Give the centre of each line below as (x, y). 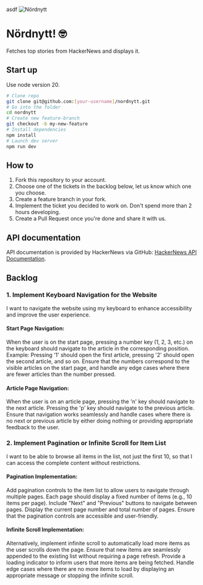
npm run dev (21, 146)
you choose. (31, 193)
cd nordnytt (21, 113)
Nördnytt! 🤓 (37, 34)
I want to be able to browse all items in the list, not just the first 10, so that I (99, 456)
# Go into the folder (34, 107)
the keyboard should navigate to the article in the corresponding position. (98, 349)
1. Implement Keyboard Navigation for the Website (82, 295)
